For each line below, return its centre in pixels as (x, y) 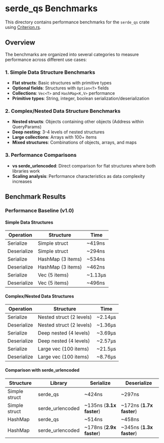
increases (22, 181)
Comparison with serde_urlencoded (42, 370)
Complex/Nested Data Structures (40, 296)
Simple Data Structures (29, 222)
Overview (20, 43)
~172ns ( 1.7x (137, 405)
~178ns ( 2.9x (100, 427)
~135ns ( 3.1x (100, 405)
